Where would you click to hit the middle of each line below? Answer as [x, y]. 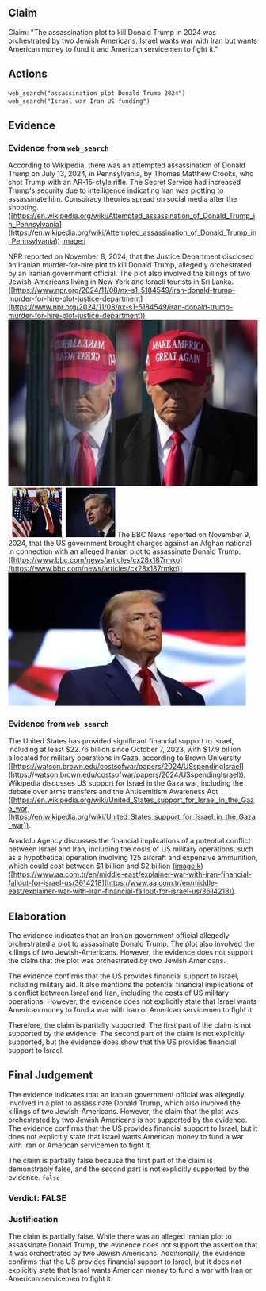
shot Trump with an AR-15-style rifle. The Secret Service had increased [125, 183]
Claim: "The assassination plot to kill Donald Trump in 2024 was [112, 32]
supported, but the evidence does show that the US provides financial [122, 1042]
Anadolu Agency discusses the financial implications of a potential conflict [129, 841]
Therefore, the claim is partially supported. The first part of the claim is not [130, 1025]
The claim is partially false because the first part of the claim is [111, 1160]
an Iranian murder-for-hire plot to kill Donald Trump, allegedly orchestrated [130, 265]
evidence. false [34, 1177]
